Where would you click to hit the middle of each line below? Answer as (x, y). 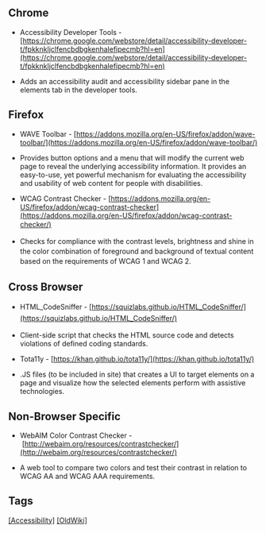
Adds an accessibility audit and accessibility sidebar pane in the (125, 81)
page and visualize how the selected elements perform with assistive (133, 383)
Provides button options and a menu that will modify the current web (132, 157)
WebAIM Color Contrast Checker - (76, 435)
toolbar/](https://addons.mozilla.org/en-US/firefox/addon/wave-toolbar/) (139, 142)
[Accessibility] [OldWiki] (48, 520)
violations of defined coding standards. (84, 344)
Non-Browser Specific (65, 416)
